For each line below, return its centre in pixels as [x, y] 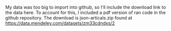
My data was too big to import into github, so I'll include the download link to [86, 7]
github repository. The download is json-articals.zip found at [69, 18]
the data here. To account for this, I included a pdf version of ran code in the [86, 12]
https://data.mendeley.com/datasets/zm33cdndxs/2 [60, 23]
